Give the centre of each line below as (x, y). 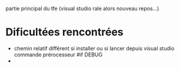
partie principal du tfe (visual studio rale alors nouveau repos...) (82, 8)
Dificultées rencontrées (65, 32)
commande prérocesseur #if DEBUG (58, 55)
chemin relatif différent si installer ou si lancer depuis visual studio (94, 48)
